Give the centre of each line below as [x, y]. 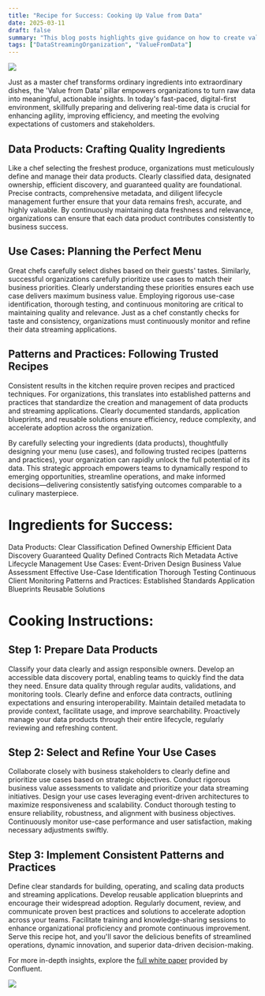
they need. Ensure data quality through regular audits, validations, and [122, 686]
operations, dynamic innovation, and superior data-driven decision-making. [131, 945]
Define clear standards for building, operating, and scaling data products [126, 886]
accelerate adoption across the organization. [81, 427]
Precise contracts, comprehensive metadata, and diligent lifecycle [116, 193]
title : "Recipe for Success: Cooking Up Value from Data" [105, 15]
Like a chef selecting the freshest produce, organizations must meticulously [131, 167]
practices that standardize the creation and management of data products [128, 402]
